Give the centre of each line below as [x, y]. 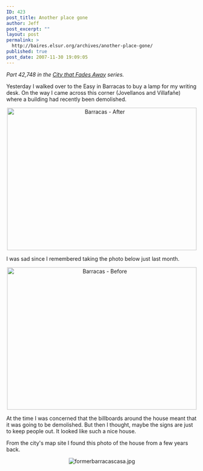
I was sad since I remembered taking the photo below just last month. [93, 258]
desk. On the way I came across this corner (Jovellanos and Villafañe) [93, 92]
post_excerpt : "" [28, 29]
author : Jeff [23, 23]
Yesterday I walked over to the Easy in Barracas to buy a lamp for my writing [101, 86]
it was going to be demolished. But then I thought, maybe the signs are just [100, 425]
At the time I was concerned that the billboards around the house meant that [101, 418]
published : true [27, 52]
